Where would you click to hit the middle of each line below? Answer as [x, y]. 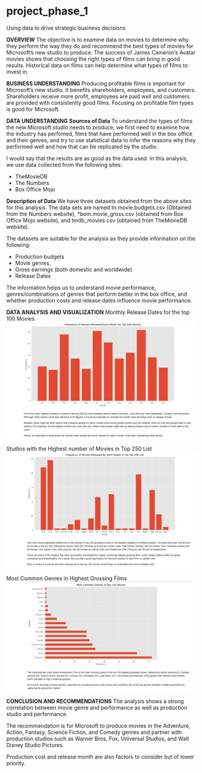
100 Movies [21, 318]
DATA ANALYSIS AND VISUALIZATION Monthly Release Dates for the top [98, 312]
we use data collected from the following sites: [64, 165]
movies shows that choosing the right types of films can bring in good [93, 59]
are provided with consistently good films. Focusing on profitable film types [100, 103]
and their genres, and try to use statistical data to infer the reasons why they [101, 140]
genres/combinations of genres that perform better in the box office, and [97, 294]
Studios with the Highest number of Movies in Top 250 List [79, 449]
